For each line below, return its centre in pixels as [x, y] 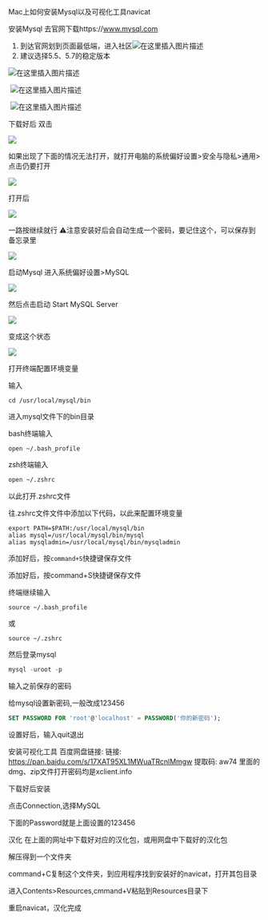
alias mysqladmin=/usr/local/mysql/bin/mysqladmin [94, 542]
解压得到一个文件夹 [40, 857]
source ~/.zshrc [35, 638]
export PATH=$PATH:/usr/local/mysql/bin [77, 528]
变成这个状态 [29, 336]
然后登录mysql [32, 654]
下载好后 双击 [30, 124]
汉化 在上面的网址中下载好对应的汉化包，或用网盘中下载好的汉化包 [118, 839]
